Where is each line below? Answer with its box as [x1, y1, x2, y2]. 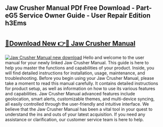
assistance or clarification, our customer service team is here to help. [5, 117, 144, 122]
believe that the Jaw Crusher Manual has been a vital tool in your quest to [5, 107, 153, 112]
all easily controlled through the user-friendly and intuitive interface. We [5, 101, 149, 107]
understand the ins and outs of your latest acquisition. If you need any [5, 111, 145, 117]
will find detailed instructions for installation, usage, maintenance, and [5, 70, 145, 76]
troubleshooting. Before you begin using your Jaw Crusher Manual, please [5, 75, 154, 81]
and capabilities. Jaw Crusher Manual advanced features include [5, 91, 135, 96]
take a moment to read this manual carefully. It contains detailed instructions [5, 80, 158, 86]
